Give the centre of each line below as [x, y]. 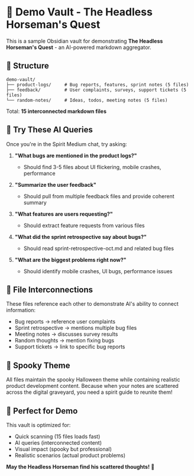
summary [35, 202]
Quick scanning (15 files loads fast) [57, 436]
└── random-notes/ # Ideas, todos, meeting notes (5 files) [87, 100]
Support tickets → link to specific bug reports [70, 347]
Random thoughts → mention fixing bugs [64, 341]
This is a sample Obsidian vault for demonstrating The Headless [85, 41]
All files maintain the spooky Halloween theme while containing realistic [93, 380]
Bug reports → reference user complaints [65, 322]
